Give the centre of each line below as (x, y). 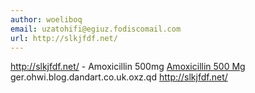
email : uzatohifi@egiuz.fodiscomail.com (96, 29)
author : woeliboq (46, 19)
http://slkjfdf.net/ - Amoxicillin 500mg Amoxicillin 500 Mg (128, 67)
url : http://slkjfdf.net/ (64, 38)
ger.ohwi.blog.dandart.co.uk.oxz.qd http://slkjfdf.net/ (119, 77)
